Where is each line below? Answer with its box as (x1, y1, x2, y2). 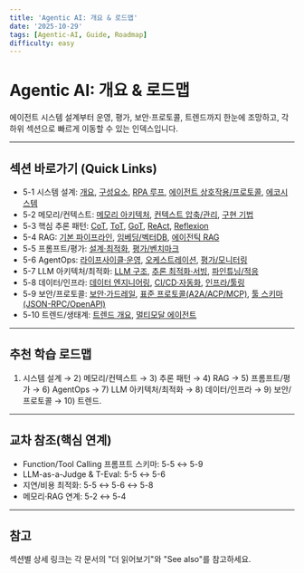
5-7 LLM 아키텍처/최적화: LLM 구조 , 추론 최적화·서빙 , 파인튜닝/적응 (22, 266, 260, 276)
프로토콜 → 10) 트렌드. (22, 395, 102, 406)
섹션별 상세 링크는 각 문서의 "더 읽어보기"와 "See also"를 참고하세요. (9, 554, 252, 565)
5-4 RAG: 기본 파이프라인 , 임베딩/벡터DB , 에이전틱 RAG (22, 232, 220, 243)
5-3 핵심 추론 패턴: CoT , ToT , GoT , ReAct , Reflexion (22, 221, 210, 231)
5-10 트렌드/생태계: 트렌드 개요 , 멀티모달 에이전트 (22, 310, 197, 320)
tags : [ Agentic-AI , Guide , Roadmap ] (9, 30, 147, 39)
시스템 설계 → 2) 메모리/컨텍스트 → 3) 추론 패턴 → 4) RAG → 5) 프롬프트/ (22, 372, 283, 383)
